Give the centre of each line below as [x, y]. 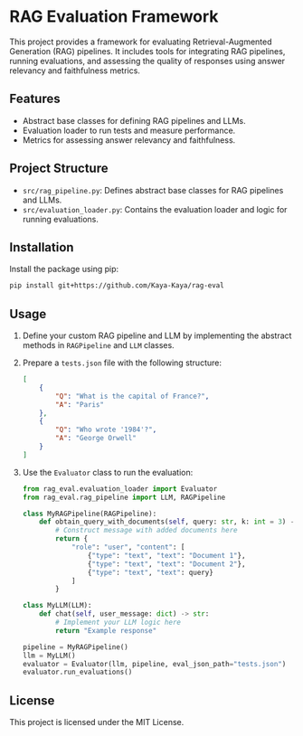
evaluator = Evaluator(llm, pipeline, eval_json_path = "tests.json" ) [154, 664]
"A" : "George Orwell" [96, 439]
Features [35, 99]
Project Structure [59, 169]
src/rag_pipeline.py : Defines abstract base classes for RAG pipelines [153, 190]
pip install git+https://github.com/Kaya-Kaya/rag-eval [117, 286]
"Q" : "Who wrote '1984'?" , [106, 430]
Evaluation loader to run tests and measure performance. [129, 130]
